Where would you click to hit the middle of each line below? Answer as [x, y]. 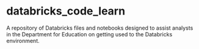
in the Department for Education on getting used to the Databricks [89, 34]
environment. [23, 41]
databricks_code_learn [66, 11]
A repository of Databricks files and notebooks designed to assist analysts [100, 28]
